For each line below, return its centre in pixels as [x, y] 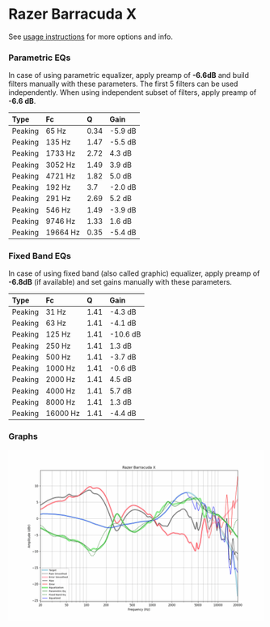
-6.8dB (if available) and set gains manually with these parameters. [120, 282]
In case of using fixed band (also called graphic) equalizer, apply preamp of [134, 273]
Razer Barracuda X [73, 14]
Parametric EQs [40, 58]
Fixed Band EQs [40, 256]
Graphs [23, 436]
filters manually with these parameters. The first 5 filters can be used [123, 84]
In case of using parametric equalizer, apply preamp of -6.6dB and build [129, 75]
